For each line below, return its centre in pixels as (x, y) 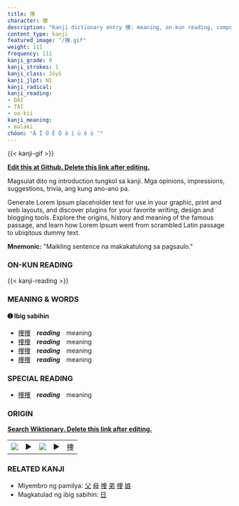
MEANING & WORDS (43, 299)
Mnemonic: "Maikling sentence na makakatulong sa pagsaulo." (100, 247)
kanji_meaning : (30, 120)
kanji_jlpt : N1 (30, 80)
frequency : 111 (30, 54)
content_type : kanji (38, 34)
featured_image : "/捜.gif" (47, 41)
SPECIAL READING (40, 378)
